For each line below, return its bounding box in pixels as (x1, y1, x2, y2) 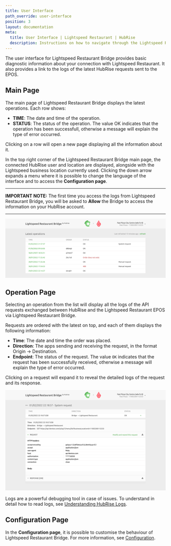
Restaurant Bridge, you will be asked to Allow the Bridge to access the (5, 198, 153, 204)
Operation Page (5, 288, 56, 297)
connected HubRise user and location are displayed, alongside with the (5, 162, 155, 168)
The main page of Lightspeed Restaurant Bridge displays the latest (5, 99, 145, 106)
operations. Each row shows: (5, 105, 66, 111)
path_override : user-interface (5, 13, 72, 19)
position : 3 (5, 19, 31, 24)
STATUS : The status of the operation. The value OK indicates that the (12, 120, 159, 126)
